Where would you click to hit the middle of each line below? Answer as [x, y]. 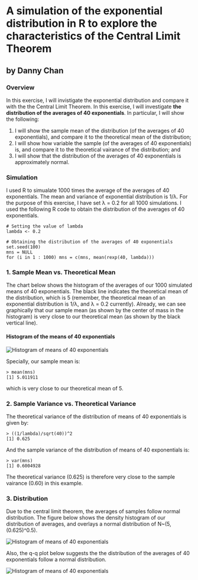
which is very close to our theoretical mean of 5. [65, 388]
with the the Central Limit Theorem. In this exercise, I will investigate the [94, 106]
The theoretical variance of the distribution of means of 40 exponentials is [96, 416]
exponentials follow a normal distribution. [56, 560]
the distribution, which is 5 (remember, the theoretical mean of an [86, 298]
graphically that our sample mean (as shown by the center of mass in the [95, 310]
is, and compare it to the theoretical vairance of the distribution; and [98, 149]
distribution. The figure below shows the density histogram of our [86, 518]
